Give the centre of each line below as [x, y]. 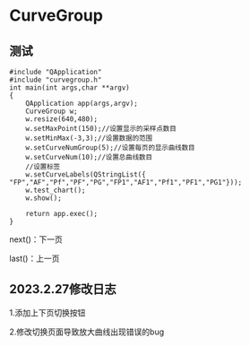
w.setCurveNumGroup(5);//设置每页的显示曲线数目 [110, 148]
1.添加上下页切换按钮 [47, 312]
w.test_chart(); [56, 190]
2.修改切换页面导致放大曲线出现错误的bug [87, 332]
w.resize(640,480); [62, 119]
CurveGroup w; [52, 111]
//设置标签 [43, 167]
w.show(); [44, 198]
